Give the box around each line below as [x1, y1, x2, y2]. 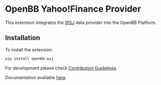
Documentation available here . [5, 74, 67, 80]
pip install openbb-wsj [5, 56, 54, 61]
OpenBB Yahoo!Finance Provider [5, 3, 141, 15]
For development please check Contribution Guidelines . [5, 65, 118, 71]
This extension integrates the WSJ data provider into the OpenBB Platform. [5, 20, 157, 25]
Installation [5, 34, 40, 42]
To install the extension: [5, 46, 53, 52]
